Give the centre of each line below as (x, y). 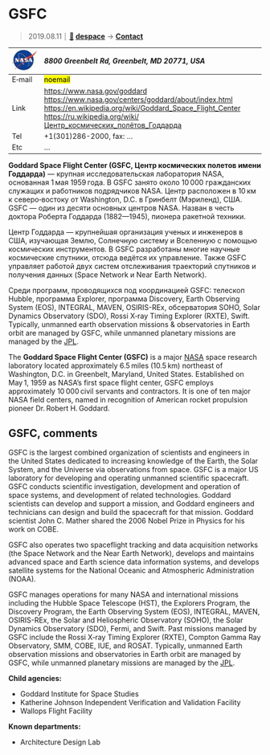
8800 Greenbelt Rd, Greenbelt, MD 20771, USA (125, 61)
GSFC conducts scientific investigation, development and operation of (125, 487)
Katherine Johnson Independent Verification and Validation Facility (130, 703)
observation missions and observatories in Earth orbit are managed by (125, 655)
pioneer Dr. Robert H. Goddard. (59, 408)
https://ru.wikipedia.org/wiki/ (91, 116)
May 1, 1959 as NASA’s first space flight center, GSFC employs (111, 382)
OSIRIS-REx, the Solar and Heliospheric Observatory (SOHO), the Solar (126, 620)
